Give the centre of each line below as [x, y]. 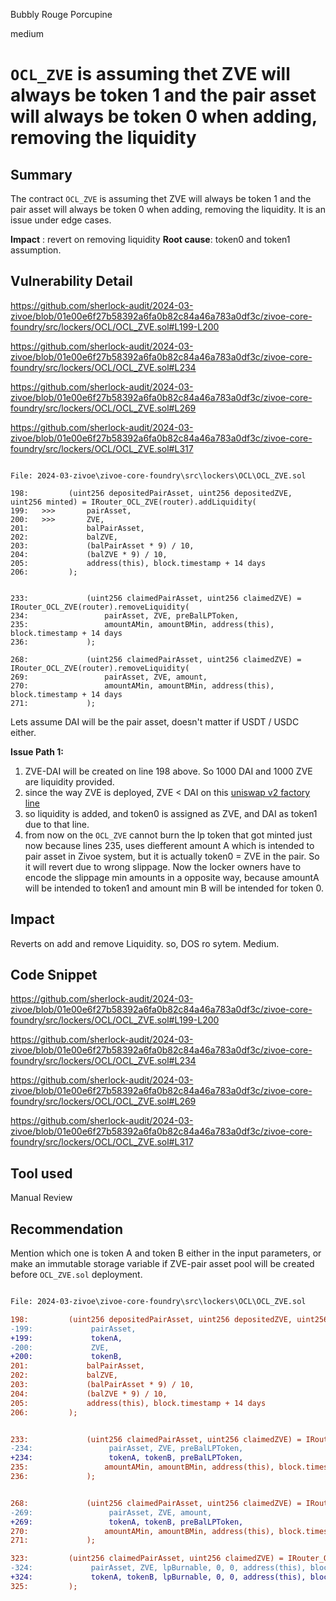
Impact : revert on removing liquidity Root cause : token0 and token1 [150, 239]
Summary [41, 174]
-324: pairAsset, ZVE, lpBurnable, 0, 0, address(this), [158, 1568]
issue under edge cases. [61, 220]
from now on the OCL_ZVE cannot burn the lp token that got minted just [168, 835]
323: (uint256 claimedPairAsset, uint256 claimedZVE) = [147, 1559]
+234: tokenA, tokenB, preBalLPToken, [127, 1458]
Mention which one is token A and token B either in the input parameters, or [166, 1253]
